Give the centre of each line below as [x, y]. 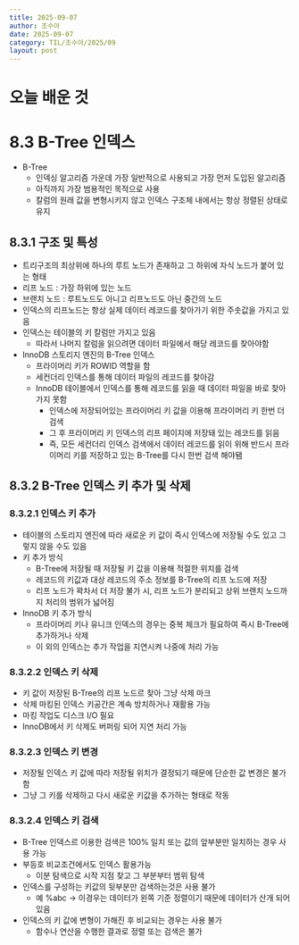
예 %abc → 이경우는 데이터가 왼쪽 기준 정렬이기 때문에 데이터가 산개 [154, 898]
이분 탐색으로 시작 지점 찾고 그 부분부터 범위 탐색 [120, 875]
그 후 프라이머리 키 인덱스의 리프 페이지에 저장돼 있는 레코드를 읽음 [164, 433]
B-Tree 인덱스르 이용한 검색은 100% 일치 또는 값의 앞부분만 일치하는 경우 [149, 841]
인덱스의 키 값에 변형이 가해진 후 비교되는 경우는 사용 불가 [122, 920]
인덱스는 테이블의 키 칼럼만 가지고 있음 [89, 332]
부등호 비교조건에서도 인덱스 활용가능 [87, 864]
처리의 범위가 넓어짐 [80, 602]
